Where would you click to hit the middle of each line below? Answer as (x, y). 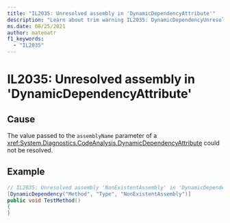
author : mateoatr (32, 33)
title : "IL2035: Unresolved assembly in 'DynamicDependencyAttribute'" (111, 13)
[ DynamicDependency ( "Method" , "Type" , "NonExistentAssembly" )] (99, 194)
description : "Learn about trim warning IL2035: (78, 20)
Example (26, 172)
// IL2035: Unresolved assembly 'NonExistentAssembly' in (91, 187)
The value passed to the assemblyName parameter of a (82, 136)
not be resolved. (30, 150)
